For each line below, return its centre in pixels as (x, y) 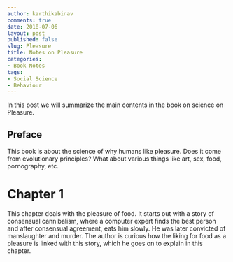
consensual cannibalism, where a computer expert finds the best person (112, 221)
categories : (24, 59)
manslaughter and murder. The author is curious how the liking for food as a (117, 236)
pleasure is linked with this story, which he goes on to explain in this (105, 243)
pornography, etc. (33, 166)
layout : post (26, 33)
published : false (33, 40)
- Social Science (33, 79)
